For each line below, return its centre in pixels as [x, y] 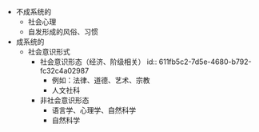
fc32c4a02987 [64, 71]
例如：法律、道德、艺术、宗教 [101, 80]
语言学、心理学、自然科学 [94, 110]
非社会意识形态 [64, 100]
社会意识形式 [49, 52]
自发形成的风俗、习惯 [63, 32]
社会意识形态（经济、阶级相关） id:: [98, 62]
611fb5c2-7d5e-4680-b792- [205, 62]
